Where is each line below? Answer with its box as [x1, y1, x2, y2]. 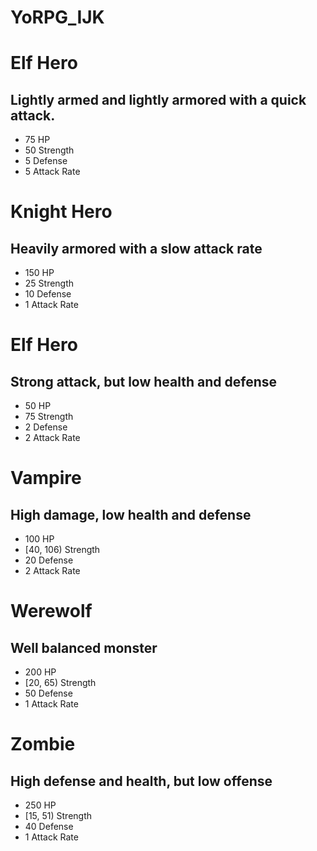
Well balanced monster [10, 639, 158, 656]
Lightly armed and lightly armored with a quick [10, 91, 307, 108]
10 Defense [24, 288, 72, 300]
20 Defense [24, 554, 74, 566]
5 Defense [24, 155, 68, 167]
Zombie [10, 733, 76, 756]
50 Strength [24, 144, 75, 156]
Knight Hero [10, 201, 113, 223]
